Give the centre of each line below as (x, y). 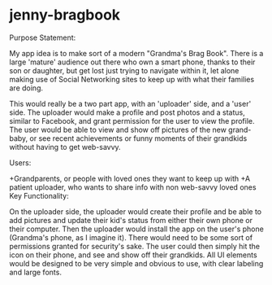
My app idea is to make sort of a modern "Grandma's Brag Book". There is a (136, 53)
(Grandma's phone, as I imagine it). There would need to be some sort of (131, 237)
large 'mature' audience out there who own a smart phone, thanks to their (132, 62)
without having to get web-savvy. (65, 147)
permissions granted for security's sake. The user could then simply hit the (135, 246)
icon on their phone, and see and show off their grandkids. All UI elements (134, 255)
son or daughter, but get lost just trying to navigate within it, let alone (124, 70)
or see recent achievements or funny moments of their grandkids (138, 138)
